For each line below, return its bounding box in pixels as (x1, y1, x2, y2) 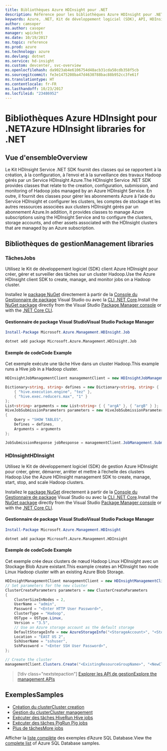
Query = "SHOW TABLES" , (14, 417, 64, 422)
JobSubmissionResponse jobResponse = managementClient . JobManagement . (5, 440, 155, 445)
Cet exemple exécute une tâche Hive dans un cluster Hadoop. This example (5, 361, 159, 367)
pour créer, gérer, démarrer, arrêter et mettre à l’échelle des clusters (5, 468, 145, 474)
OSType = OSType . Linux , (14, 616, 64, 621)
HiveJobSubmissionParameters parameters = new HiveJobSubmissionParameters (5, 408, 166, 413)
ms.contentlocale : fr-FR (5, 81, 57, 86)
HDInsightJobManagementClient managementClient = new (5, 375, 119, 381)
